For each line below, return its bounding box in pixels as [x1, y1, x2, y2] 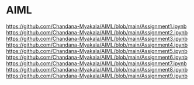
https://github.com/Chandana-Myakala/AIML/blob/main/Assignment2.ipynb [6, 29, 188, 36]
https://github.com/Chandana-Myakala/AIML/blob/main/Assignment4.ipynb [6, 41, 188, 48]
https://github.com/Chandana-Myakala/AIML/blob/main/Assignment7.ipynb [6, 59, 187, 67]
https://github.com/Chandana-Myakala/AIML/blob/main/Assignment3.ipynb [6, 35, 188, 42]
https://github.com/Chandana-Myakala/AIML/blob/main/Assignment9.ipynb [6, 72, 188, 79]
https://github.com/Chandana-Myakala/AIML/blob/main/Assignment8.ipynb [6, 66, 188, 73]
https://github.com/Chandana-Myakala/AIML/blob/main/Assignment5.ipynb [6, 47, 188, 54]
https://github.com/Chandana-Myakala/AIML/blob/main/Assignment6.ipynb [6, 54, 188, 61]
